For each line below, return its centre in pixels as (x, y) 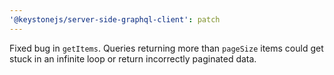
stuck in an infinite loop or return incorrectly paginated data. (133, 58)
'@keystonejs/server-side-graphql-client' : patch (115, 19)
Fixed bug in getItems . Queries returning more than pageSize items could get (166, 48)
